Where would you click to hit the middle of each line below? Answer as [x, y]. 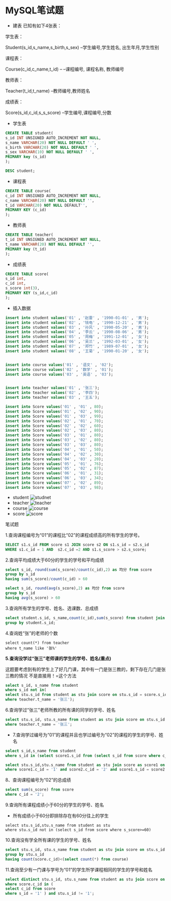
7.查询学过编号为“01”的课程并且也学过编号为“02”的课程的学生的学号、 [86, 735]
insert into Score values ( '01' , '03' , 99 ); [54, 416]
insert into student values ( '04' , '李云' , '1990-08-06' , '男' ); [77, 332]
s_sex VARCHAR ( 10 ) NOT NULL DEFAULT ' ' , [50, 152]
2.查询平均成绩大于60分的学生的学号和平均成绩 [55, 560]
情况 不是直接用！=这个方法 [48, 675]
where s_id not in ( [26, 690]
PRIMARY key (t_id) [26, 249]
